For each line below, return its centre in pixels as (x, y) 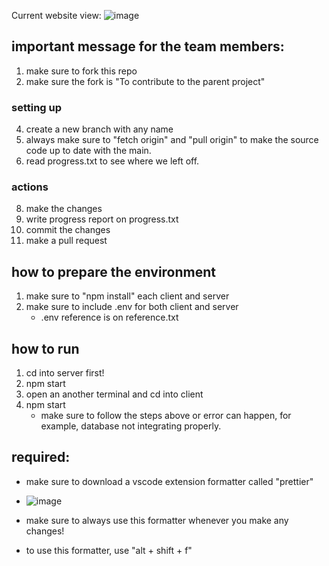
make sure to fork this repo (81, 71)
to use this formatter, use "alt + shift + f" (109, 550)
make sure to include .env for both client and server (132, 307)
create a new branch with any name (99, 129)
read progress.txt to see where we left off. (112, 161)
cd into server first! (65, 373)
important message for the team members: (148, 46)
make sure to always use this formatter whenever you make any (157, 520)
